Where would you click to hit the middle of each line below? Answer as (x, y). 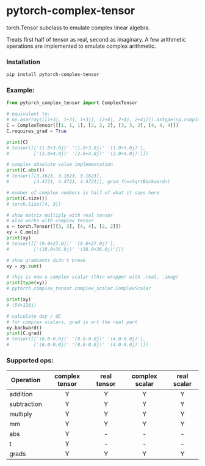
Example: (20, 91)
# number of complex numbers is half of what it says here (83, 193)
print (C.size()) (27, 198)
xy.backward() (24, 328)
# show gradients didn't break (46, 260)
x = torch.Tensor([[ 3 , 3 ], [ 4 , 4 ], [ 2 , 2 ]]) (64, 227)
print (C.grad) (24, 333)
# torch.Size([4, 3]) (34, 204)
